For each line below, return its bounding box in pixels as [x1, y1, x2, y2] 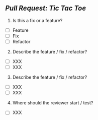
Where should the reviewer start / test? [12, 100, 93, 106]
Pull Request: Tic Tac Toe [5, 4, 86, 13]
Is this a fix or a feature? [12, 17, 63, 23]
